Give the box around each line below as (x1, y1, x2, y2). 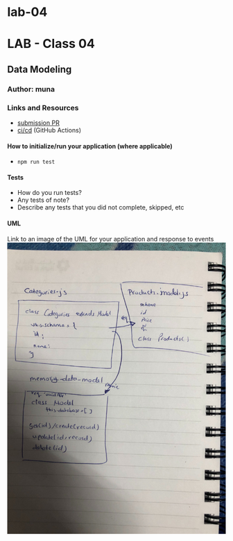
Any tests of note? (17, 196, 70, 205)
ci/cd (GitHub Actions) (17, 126, 82, 134)
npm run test (17, 159, 55, 166)
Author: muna (7, 84, 55, 94)
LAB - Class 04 (7, 36, 95, 52)
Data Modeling (7, 63, 72, 75)
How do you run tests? (17, 189, 82, 197)
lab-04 (7, 4, 48, 20)
